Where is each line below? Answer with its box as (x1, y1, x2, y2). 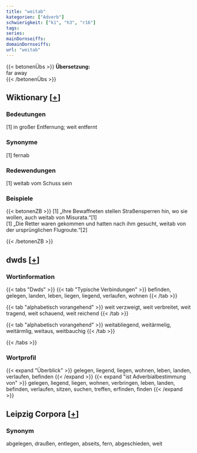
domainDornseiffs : (6, 42, 51, 48)
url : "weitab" (6, 47, 41, 53)
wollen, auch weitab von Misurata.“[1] (6, 214, 97, 221)
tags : (6, 25, 19, 31)
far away (6, 69, 28, 76)
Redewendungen (6, 166, 56, 174)
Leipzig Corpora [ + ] (6, 409, 79, 419)
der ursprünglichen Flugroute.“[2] (6, 226, 88, 234)
